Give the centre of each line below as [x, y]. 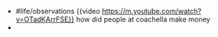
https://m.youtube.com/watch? [151, 11]
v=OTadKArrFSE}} [45, 19]
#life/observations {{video [58, 11]
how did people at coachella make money [143, 19]
